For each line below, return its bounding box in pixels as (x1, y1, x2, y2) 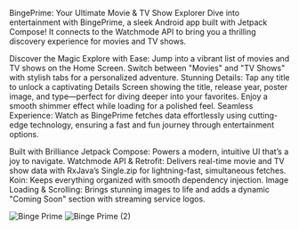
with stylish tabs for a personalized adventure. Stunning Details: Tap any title (9, 72, 290, 83)
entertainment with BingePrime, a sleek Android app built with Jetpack (9, 17, 268, 28)
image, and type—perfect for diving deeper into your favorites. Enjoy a (9, 91, 269, 102)
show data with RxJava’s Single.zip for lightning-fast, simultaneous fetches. (9, 165, 287, 176)
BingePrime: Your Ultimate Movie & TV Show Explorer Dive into (9, 8, 240, 18)
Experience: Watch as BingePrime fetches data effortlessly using (9, 111, 247, 120)
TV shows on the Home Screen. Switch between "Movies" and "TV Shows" (9, 62, 286, 73)
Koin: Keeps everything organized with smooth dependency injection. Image (9, 175, 289, 185)
